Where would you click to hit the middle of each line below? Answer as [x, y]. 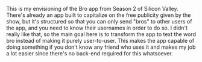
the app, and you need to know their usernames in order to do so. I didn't [97, 28]
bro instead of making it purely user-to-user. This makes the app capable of [100, 41]
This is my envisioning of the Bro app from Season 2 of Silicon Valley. [93, 9]
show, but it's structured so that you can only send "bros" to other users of [99, 21]
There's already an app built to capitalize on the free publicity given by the [99, 15]
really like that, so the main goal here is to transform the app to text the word [101, 34]
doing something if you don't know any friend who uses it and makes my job [101, 47]
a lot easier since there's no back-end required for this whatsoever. [90, 53]
